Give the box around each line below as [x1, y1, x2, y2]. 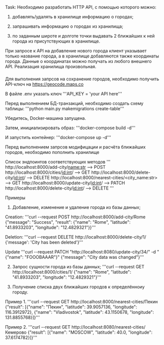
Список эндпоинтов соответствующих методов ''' [5, 158, 111, 165]
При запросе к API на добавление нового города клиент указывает [5, 48, 147, 53]
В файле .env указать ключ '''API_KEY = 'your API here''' [5, 91, 122, 97]
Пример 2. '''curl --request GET [5, 324, 70, 330]
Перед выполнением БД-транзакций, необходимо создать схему [5, 100, 144, 106]
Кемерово [5, 329, 27, 335]
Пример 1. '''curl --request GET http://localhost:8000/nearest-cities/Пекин [5, 298, 158, 304]
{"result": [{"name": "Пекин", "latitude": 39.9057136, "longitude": [5, 304, 137, 310]
